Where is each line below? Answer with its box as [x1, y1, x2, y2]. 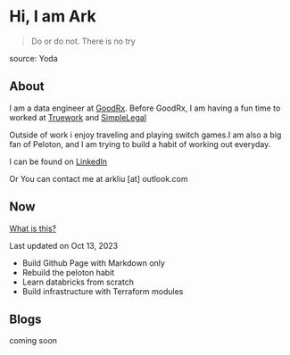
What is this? [9, 223, 56, 234]
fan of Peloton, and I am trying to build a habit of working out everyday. [9, 138, 271, 149]
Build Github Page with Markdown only [21, 257, 165, 268]
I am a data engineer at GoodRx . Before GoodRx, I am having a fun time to [9, 103, 281, 113]
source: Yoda [9, 53, 58, 63]
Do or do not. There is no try [30, 36, 136, 46]
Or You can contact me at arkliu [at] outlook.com [9, 173, 189, 184]
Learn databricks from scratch [21, 277, 134, 287]
